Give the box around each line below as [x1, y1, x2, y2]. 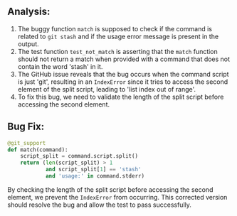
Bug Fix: [7, 121, 45, 133]
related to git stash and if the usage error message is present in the [17, 32, 219, 40]
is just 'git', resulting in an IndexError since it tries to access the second [17, 77, 228, 86]
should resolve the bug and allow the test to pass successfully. [7, 200, 192, 209]
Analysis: [7, 6, 51, 18]
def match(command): [7, 146, 69, 153]
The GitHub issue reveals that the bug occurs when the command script [17, 70, 229, 78]
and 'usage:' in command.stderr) [45, 173, 144, 180]
